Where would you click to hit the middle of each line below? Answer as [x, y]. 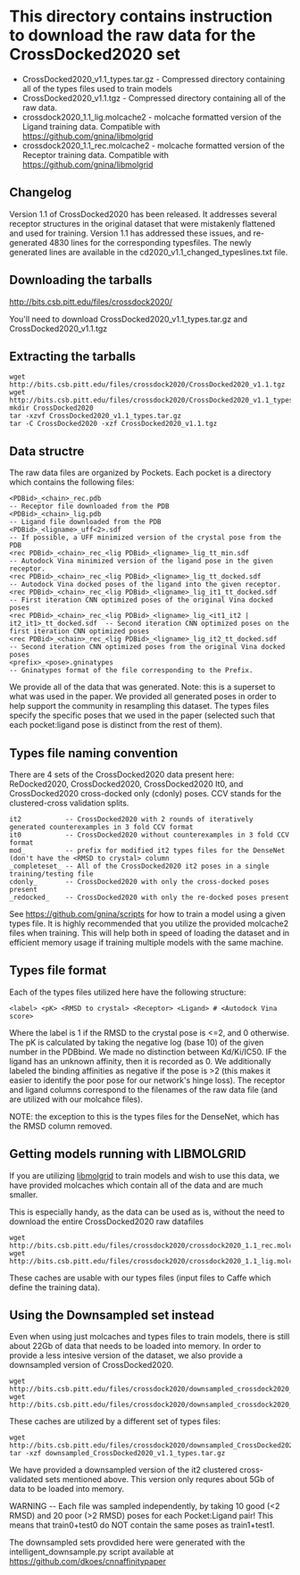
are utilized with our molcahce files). [76, 1099]
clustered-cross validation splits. [69, 803]
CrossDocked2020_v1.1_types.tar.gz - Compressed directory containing [154, 79]
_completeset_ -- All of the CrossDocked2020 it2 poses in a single [139, 866]
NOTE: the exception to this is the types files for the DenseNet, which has [144, 1116]
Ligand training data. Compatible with [91, 126]
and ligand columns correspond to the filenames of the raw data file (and [144, 1089]
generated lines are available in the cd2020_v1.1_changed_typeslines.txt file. [149, 252]
